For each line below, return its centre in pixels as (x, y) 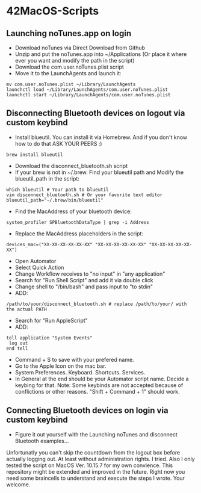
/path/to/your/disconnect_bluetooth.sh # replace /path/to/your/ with (97, 304)
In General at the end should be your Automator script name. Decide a (102, 379)
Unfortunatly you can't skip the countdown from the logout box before (93, 452)
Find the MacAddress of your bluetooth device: (73, 211)
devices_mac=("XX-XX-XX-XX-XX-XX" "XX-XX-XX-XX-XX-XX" (76, 244)
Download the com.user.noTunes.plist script (70, 67)
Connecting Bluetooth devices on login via (87, 411)
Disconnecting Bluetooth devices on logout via (96, 113)
